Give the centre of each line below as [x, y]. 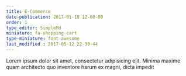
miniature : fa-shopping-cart [42, 33]
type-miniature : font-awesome [43, 39]
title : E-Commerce [28, 11]
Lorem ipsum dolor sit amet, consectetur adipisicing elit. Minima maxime [93, 61]
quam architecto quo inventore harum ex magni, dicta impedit [80, 67]
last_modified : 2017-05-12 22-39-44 [52, 44]
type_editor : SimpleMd [34, 28]
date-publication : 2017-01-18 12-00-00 [55, 17]
